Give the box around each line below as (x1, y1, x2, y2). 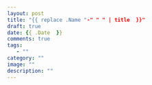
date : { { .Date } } (7, 29, 63, 36)
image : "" (7, 61, 36, 68)
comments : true (7, 36, 51, 42)
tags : (7, 42, 23, 49)
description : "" (7, 67, 53, 74)
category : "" (7, 55, 45, 62)
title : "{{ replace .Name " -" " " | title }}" (7, 16, 146, 23)
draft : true (7, 23, 41, 29)
